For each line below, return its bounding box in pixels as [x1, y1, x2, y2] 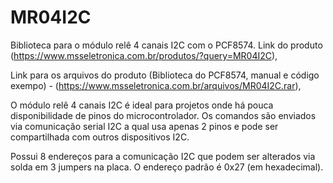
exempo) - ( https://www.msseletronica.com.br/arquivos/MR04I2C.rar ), [10, 79, 302, 91]
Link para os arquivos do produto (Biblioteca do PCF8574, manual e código [10, 69, 320, 81]
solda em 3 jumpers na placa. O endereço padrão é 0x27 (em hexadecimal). [10, 161, 324, 173]
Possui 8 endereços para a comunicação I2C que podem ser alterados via [10, 150, 316, 162]
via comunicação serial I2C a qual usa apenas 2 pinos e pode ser [10, 120, 279, 132]
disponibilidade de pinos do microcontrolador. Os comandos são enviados [10, 109, 317, 121]
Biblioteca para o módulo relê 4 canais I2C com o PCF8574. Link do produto [10, 39, 323, 51]
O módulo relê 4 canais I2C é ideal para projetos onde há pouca [10, 99, 274, 111]
